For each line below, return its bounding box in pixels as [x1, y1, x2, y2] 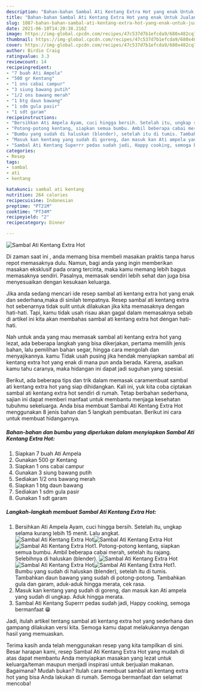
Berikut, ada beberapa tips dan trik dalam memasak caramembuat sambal [6, 377, 188, 383]
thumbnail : [6, 36, 33, 42]
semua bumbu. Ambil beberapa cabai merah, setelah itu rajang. [14, 548, 172, 556]
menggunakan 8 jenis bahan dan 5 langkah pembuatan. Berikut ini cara [6, 409, 182, 416]
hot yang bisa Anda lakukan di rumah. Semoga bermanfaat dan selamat [6, 673, 182, 681]
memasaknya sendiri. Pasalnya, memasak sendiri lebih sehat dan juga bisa [6, 272, 190, 279]
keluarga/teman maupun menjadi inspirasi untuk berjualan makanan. [6, 660, 175, 667]
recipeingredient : [6, 64, 52, 71]
